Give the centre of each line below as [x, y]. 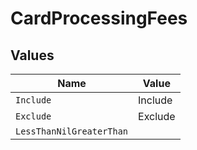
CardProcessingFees [99, 18]
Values [32, 55]
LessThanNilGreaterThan [72, 131]
